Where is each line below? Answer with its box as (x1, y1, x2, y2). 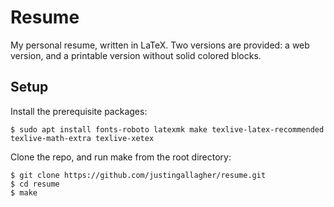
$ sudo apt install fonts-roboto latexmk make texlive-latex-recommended (10, 124, 325, 135)
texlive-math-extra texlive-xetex (10, 133, 155, 143)
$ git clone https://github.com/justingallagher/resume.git (10, 170, 267, 180)
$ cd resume (10, 179, 60, 189)
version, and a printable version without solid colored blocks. (10, 49, 262, 61)
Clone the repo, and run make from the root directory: (10, 151, 232, 163)
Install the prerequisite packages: (10, 105, 148, 117)
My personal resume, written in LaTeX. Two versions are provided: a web (10, 39, 310, 51)
